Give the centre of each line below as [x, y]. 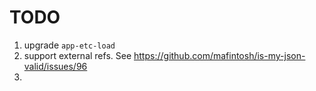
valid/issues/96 [55, 66]
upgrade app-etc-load [69, 45]
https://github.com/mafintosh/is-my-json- [219, 55]
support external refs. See [77, 55]
